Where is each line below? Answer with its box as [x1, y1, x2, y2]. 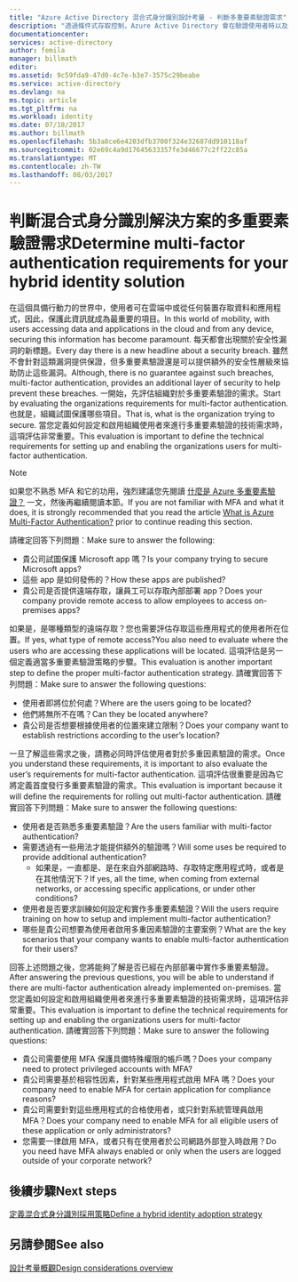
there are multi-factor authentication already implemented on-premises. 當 [9, 982, 282, 993]
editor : [9, 63, 38, 72]
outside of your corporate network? [21, 1156, 153, 1166]
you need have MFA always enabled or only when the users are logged [21, 1146, 282, 1157]
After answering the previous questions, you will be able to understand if [9, 972, 275, 983]
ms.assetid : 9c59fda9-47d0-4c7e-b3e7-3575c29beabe [9, 71, 200, 80]
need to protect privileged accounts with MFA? [21, 1064, 193, 1075]
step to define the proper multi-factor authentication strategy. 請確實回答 [9, 668, 275, 679]
